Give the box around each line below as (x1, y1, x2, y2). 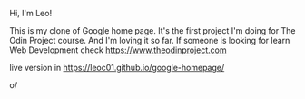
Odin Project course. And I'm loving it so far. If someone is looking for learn (9, 35, 290, 45)
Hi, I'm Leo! (9, 8, 53, 18)
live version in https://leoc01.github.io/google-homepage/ (9, 63, 225, 73)
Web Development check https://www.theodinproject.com (9, 45, 227, 55)
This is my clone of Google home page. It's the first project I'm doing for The (9, 25, 296, 35)
